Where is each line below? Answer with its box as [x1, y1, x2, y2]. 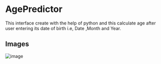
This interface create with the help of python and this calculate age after [5, 20, 156, 26]
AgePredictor [5, 3, 63, 15]
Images [5, 40, 29, 48]
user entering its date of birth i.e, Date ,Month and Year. [5, 25, 122, 31]
